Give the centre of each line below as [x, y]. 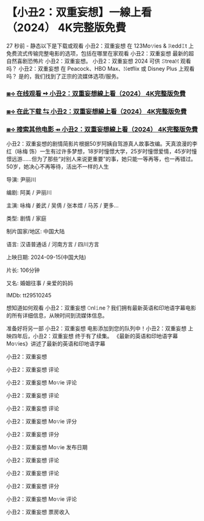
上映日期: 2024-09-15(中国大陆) [46, 257]
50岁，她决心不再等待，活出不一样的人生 [58, 167]
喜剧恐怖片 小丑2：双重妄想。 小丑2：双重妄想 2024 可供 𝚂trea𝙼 [98, 61]
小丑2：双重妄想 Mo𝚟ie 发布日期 [47, 447]
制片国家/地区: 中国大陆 [36, 232]
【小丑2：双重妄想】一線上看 [79, 12]
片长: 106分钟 [23, 270]
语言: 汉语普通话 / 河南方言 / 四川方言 [53, 244]
